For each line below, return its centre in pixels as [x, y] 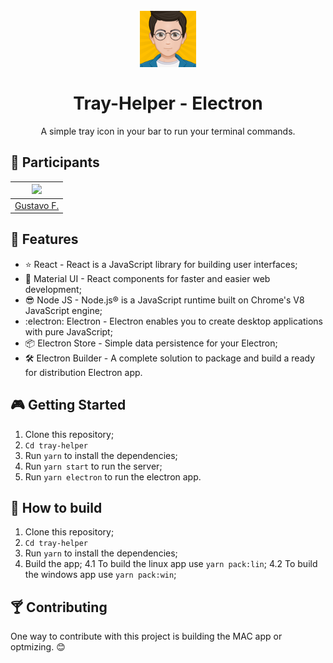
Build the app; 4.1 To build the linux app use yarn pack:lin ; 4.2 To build [171, 564]
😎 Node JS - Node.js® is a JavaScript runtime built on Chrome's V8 [164, 300]
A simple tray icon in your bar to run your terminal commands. [168, 131]
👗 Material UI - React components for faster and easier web [147, 278]
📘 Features [44, 239]
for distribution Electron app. [83, 372]
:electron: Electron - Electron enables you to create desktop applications [173, 321]
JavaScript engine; [63, 310]
